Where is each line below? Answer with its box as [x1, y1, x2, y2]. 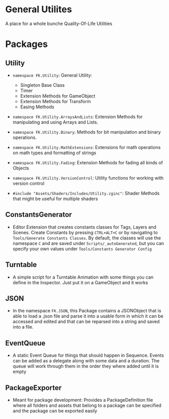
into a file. [12, 324, 34, 330]
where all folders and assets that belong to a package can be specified [12, 402, 162, 408]
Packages [5, 38, 48, 50]
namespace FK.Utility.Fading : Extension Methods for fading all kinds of [12, 159, 163, 165]
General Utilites [5, 4, 72, 15]
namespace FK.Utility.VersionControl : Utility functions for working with [12, 175, 164, 181]
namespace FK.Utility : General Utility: [12, 72, 93, 78]
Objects [12, 165, 30, 171]
